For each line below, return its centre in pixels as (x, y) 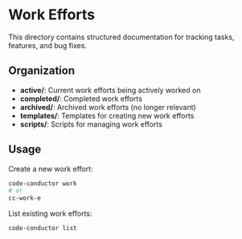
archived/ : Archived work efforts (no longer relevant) (108, 107)
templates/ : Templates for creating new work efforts (107, 115)
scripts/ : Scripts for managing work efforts (91, 124)
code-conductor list (43, 229)
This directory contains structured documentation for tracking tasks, (121, 37)
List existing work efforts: (50, 213)
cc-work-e (25, 198)
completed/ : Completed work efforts (81, 99)
